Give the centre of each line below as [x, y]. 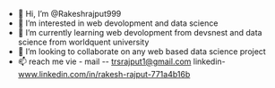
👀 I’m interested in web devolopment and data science [118, 23]
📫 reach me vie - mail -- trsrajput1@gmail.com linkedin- [121, 61]
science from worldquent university [83, 42]
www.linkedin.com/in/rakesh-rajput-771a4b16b [104, 74]
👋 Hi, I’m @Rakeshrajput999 [69, 14]
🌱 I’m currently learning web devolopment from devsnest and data [140, 32]
